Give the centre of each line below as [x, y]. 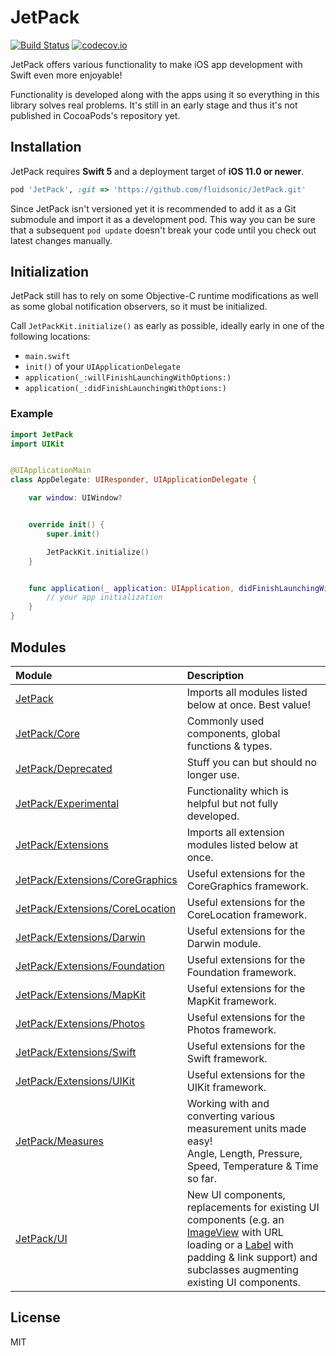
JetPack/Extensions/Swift [76, 1052]
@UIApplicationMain [51, 471]
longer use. [213, 774]
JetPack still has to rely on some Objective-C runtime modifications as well [164, 296]
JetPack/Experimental [67, 803]
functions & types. [229, 746]
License [35, 1317]
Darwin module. [224, 943]
